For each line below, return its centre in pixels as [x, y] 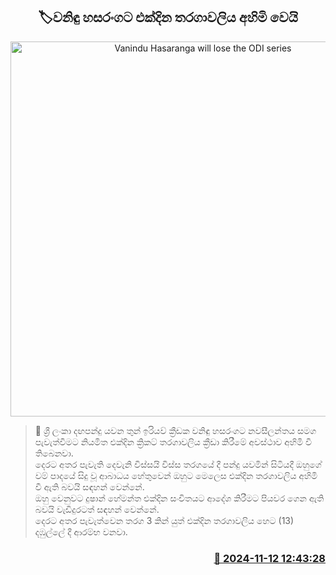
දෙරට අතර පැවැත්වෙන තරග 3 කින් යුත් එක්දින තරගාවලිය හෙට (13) [164, 520]
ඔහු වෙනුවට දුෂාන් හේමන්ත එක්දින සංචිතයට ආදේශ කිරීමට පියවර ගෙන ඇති [179, 498]
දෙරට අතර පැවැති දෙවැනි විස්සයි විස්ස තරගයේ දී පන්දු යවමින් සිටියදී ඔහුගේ [178, 464]
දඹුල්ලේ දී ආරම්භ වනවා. [81, 531]
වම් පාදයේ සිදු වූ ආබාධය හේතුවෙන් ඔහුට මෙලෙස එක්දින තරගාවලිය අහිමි [176, 475]
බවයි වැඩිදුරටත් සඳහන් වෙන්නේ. [97, 509]
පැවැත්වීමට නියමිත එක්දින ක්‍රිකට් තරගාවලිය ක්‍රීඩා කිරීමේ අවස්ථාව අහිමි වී [173, 441]
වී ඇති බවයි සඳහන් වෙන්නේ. [89, 486]
